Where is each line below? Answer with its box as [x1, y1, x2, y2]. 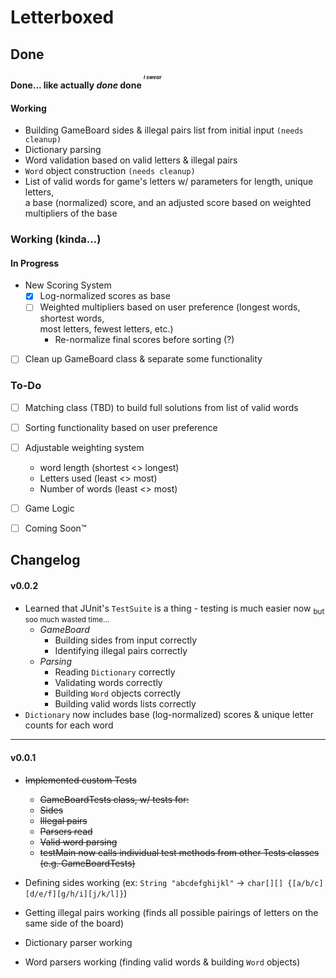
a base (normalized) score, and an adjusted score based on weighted [24, 197, 312, 209]
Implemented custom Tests [24, 774, 137, 786]
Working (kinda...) [10, 232, 102, 246]
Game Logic [24, 502, 75, 514]
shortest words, [39, 312, 105, 325]
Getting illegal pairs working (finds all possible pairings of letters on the [24, 906, 319, 918]
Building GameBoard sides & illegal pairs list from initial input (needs [24, 124, 304, 136]
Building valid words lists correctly [54, 698, 197, 710]
